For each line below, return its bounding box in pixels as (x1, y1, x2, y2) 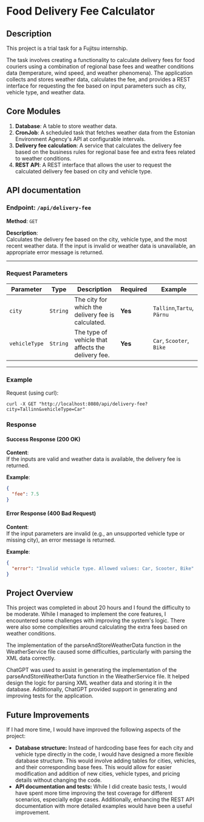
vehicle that (74, 336, 108, 344)
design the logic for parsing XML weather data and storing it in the (6, 679, 172, 686)
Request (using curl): (6, 389, 59, 396)
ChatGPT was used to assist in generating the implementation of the (6, 666, 177, 674)
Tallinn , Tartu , (152, 303, 194, 312)
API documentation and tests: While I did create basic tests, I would (15, 783, 187, 790)
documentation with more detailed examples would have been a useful (15, 803, 192, 810)
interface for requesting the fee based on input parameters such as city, (6, 82, 186, 89)
